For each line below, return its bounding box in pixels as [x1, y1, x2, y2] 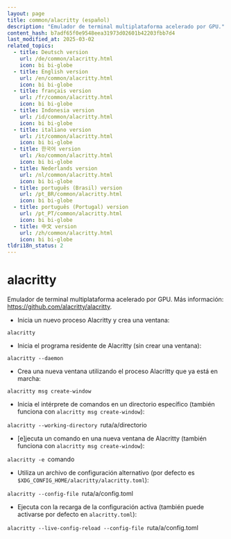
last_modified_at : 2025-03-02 [7, 36, 95, 43]
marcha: [17, 375, 42, 383]
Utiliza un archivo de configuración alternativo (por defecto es [17, 469, 196, 477]
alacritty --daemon [7, 355, 64, 362]
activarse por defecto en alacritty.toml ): [17, 511, 137, 519]
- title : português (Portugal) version [13, 204, 129, 211]
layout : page [7, 10, 45, 17]
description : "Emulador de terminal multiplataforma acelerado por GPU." [7, 23, 225, 30]
